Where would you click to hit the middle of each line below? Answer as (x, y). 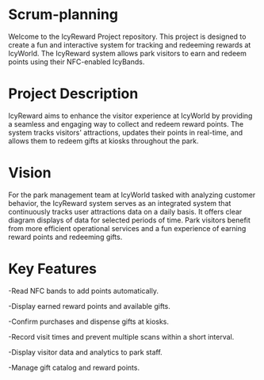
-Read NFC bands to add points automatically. (83, 291)
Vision (30, 173)
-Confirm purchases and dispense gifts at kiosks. (88, 321)
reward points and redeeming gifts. (65, 237)
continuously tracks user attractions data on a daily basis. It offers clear (125, 211)
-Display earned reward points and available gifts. (89, 306)
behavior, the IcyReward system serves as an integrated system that (120, 203)
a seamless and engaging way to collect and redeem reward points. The (126, 123)
